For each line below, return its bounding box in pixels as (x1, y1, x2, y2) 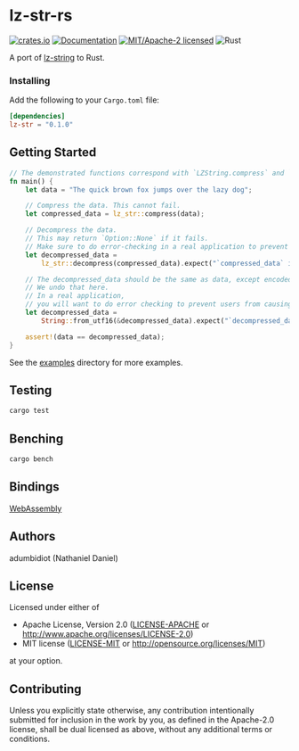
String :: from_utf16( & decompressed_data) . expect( (41, 316, 225, 326)
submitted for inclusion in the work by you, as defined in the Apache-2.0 (9, 714, 274, 725)
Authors (9, 529, 56, 544)
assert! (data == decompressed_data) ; (25, 332, 166, 342)
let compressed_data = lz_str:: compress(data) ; (25, 210, 205, 219)
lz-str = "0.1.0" (9, 120, 74, 129)
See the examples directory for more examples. (9, 357, 183, 367)
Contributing (9, 681, 82, 697)
